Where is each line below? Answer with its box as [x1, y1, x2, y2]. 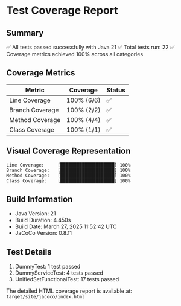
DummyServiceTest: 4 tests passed [14, 269, 104, 276]
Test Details [6, 247, 52, 257]
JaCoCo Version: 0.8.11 [14, 229, 72, 237]
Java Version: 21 [14, 210, 56, 217]
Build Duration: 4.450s [14, 217, 71, 224]
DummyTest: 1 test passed [14, 263, 81, 270]
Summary [6, 28, 44, 38]
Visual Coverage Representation [6, 146, 131, 156]
